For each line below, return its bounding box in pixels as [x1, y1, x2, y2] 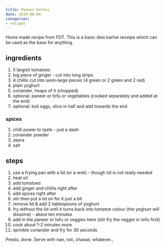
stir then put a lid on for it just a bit [12, 196, 82, 202]
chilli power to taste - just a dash [12, 127, 79, 133]
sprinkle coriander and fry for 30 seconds [12, 227, 98, 233]
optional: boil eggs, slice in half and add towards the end [12, 104, 127, 110]
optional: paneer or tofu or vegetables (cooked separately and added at [12, 93, 158, 99]
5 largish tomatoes [12, 67, 51, 73]
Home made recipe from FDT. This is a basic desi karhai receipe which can [5, 34, 158, 40]
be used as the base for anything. [5, 40, 74, 46]
